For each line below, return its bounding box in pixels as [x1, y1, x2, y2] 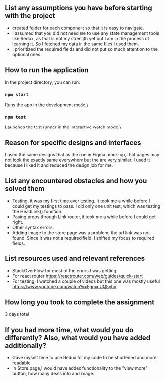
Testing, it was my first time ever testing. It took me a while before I [12, 198, 150, 204]
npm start [5, 92, 29, 97]
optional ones [12, 51, 41, 57]
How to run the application [5, 66, 89, 74]
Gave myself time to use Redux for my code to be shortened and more [12, 355, 157, 361]
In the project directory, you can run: [5, 79, 80, 85]
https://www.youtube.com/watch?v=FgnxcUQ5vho [12, 283, 117, 289]
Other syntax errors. [12, 224, 54, 230]
